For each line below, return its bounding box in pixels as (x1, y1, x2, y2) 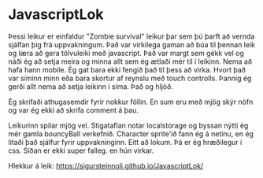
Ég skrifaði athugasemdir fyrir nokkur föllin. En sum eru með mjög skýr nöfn (8, 97, 254, 106)
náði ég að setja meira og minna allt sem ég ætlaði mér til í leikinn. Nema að (8, 57, 253, 66)
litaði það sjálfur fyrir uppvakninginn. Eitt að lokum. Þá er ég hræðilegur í (8, 137, 243, 146)
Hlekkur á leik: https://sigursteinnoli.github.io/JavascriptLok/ (8, 161, 204, 170)
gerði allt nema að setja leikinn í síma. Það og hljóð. (8, 81, 173, 91)
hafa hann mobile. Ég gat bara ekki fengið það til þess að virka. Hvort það (8, 65, 246, 74)
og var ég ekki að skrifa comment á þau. (8, 105, 139, 115)
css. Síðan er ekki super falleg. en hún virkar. (8, 146, 154, 155)
